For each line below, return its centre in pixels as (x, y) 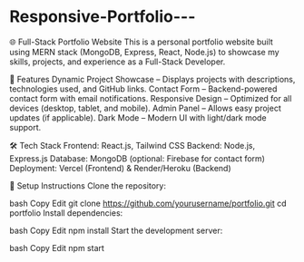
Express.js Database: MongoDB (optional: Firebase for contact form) (137, 158)
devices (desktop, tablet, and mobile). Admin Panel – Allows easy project (145, 108)
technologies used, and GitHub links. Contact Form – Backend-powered (143, 89)
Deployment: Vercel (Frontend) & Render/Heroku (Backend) (120, 168)
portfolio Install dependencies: (66, 213)
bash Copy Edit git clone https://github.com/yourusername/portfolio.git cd (148, 203)
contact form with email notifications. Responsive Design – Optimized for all (151, 98)
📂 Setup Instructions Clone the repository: (88, 185)
